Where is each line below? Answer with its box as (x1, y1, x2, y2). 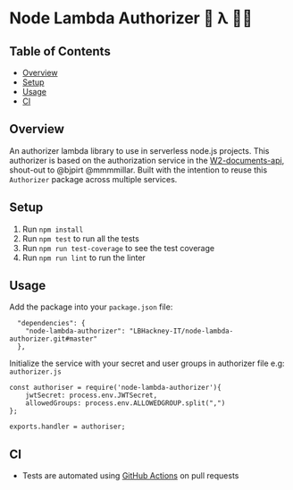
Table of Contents (9, 44, 112, 59)
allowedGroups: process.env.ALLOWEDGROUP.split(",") (25, 399, 226, 408)
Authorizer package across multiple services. (9, 173, 178, 184)
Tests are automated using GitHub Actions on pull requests (21, 470, 239, 481)
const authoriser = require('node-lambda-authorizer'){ (9, 384, 222, 393)
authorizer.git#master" (9, 334, 98, 343)
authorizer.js (9, 367, 63, 376)
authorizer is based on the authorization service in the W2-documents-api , (9, 155, 285, 165)
